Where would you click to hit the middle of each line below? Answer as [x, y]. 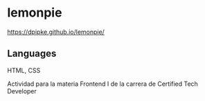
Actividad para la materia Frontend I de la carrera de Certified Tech [103, 84]
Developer [22, 91]
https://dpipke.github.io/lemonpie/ [56, 32]
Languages [32, 54]
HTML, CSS [24, 70]
